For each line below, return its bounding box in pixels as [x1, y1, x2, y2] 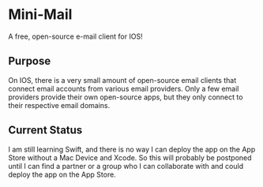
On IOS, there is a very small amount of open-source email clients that [8, 75, 237, 84]
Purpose [8, 54, 51, 68]
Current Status [8, 124, 83, 137]
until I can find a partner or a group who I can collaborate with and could [8, 161, 243, 170]
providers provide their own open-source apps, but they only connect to [8, 92, 243, 102]
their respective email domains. [8, 100, 111, 110]
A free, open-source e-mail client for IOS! [8, 32, 144, 41]
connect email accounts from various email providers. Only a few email [8, 84, 239, 93]
